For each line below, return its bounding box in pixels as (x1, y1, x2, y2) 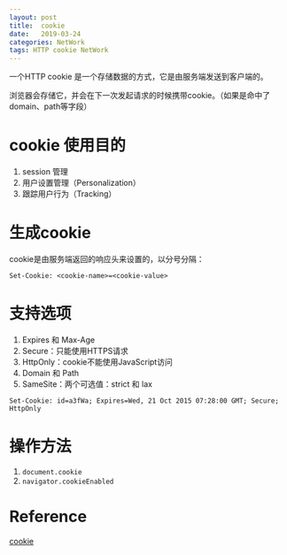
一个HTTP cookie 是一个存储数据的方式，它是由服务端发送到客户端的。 (9, 72, 268, 82)
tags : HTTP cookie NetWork (9, 46, 109, 55)
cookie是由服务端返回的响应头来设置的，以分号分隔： (9, 254, 206, 264)
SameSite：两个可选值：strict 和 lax (21, 378, 153, 389)
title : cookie (9, 21, 66, 30)
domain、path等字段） (9, 101, 92, 112)
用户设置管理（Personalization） (21, 178, 142, 189)
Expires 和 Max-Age (21, 334, 96, 345)
